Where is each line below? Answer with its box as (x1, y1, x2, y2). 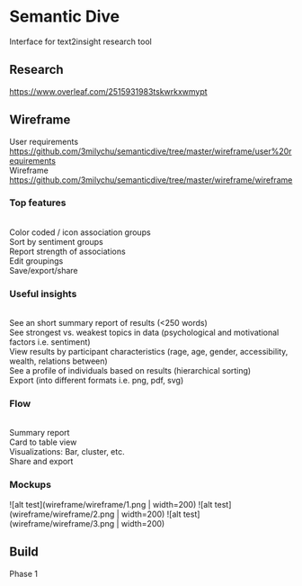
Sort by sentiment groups (9, 236, 103, 247)
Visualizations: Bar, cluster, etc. (9, 446, 126, 457)
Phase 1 (9, 568, 39, 579)
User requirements (9, 136, 79, 147)
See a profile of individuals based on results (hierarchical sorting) (9, 365, 252, 376)
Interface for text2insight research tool (9, 36, 153, 47)
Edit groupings (9, 255, 64, 266)
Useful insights (9, 287, 77, 300)
